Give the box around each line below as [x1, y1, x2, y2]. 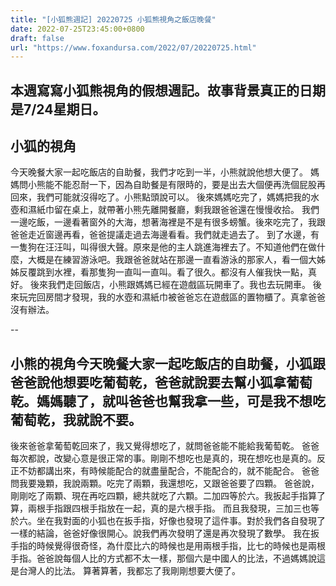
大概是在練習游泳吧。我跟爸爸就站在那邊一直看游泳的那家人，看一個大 [27, 254, 317, 266]
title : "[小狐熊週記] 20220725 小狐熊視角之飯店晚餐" [10, 14, 217, 25]
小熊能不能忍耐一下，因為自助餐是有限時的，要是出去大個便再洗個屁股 [27, 179, 317, 191]
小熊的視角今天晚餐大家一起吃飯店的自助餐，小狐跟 [10, 355, 326, 372]
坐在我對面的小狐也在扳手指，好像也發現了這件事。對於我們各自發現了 [36, 515, 326, 527]
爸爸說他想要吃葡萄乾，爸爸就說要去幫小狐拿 [10, 374, 287, 391]
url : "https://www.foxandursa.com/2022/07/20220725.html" [10, 42, 257, 53]
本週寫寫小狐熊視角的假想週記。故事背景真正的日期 [10, 82, 326, 99]
